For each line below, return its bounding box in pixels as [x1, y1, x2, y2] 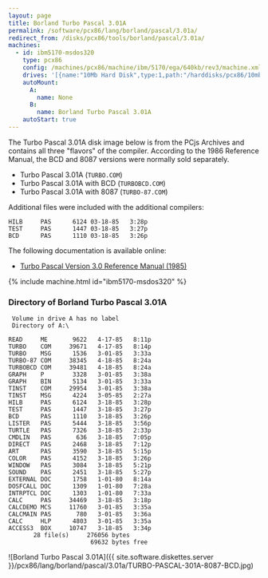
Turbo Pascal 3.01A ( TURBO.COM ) [19, 169, 123, 180]
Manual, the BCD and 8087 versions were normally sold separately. [8, 154, 230, 164]
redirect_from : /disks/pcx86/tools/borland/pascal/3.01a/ [8, 34, 205, 42]
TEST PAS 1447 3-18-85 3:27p [8, 406, 152, 414]
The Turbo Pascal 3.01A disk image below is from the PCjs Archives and [8, 137, 245, 147]
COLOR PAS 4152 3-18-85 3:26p [8, 454, 152, 463]
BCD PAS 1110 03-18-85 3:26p [8, 232, 148, 240]
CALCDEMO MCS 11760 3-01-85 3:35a [8, 504, 152, 512]
